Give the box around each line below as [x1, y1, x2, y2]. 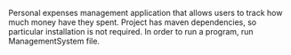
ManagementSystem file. [8, 35, 100, 46]
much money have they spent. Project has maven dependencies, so [8, 17, 257, 27]
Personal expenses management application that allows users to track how [8, 8, 283, 18]
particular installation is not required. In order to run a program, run [8, 27, 255, 36]
